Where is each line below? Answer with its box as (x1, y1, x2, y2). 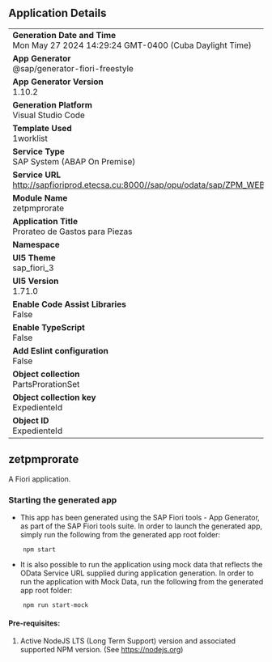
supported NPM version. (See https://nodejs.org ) (19, 645, 184, 655)
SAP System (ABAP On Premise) (12, 155, 136, 167)
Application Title (12, 215, 79, 227)
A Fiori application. (8, 473, 71, 484)
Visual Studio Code (12, 109, 85, 121)
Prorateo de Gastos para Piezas (12, 226, 133, 237)
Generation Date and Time (12, 29, 117, 40)
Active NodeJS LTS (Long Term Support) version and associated (19, 636, 236, 646)
